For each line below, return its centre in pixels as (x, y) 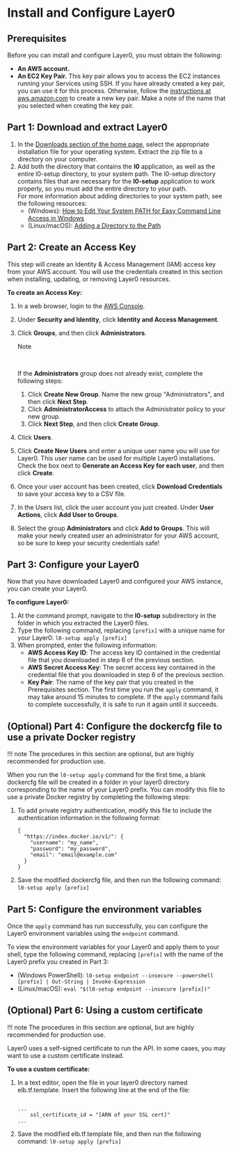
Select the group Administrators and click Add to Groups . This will (113, 528)
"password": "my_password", (71, 849)
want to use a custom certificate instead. (66, 1055)
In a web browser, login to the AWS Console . (81, 306)
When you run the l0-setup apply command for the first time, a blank (107, 775)
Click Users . (35, 437)
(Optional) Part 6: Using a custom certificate (105, 1010)
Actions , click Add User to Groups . (68, 514)
